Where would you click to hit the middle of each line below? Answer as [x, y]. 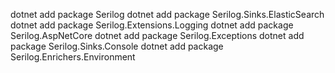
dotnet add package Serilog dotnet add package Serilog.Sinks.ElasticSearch [167, 14]
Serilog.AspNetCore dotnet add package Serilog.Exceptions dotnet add [157, 35]
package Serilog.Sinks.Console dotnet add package [117, 46]
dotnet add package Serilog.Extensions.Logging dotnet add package [152, 25]
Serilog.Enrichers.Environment [73, 57]
